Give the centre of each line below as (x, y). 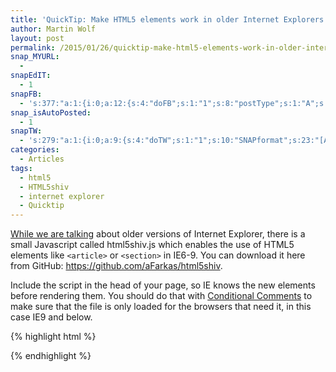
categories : (35, 150)
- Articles (42, 159)
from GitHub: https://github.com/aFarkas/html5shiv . (116, 266)
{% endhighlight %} (51, 356)
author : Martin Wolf (53, 29)
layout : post (37, 38)
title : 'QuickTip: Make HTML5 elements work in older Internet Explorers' (169, 19)
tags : (21, 168)
